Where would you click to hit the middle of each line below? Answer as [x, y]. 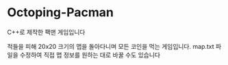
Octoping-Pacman [61, 13]
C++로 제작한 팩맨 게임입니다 [46, 32]
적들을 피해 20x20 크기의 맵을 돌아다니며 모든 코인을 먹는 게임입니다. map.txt [111, 46]
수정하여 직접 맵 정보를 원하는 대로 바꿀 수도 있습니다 [90, 55]
